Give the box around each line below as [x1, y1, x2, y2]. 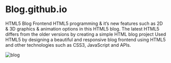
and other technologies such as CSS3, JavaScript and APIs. [5, 42, 132, 48]
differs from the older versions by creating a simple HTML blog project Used [5, 31, 166, 37]
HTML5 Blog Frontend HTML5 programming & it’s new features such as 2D [5, 20, 163, 26]
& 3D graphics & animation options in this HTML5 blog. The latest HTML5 [5, 25, 160, 31]
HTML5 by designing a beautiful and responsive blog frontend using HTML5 [5, 37, 166, 43]
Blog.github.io [5, 4, 68, 15]
